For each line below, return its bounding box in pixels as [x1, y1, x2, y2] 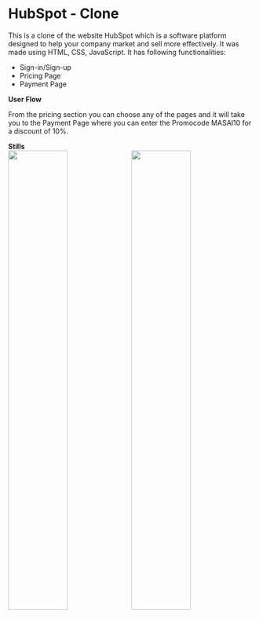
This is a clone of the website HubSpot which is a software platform [8, 31, 227, 40]
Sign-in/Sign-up [19, 62, 72, 71]
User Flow [8, 94, 42, 104]
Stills [8, 141, 25, 151]
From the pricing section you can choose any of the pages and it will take [8, 109, 246, 119]
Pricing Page [19, 71, 61, 80]
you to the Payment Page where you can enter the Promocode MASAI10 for [8, 118, 252, 127]
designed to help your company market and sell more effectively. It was [8, 38, 239, 48]
